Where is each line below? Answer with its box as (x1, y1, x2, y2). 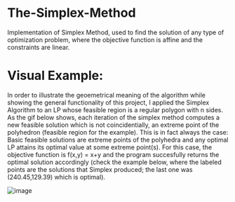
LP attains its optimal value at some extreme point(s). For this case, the (7, 142, 213, 151)
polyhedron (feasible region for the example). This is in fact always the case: (7, 128, 229, 136)
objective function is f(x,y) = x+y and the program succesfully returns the (7, 150, 220, 159)
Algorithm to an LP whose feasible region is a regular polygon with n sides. (7, 105, 223, 114)
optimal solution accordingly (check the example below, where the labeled (7, 158, 222, 166)
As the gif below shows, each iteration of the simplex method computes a (7, 113, 220, 121)
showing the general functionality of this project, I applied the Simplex (7, 98, 210, 107)
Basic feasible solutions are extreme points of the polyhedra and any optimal (7, 135, 229, 144)
